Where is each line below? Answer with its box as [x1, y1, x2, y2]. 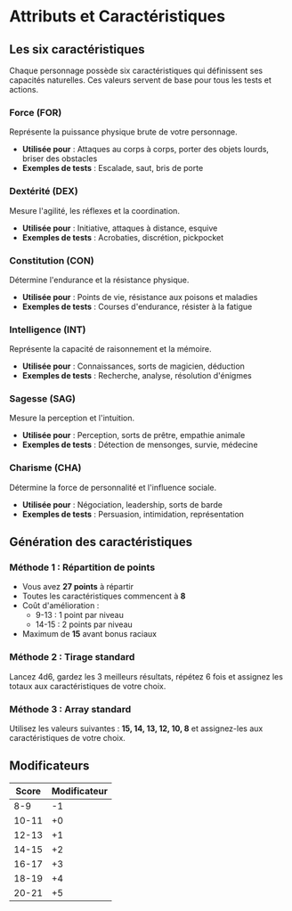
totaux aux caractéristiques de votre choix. [9, 680, 166, 691]
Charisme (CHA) [9, 461, 82, 474]
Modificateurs [9, 759, 90, 774]
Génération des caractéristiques [9, 534, 193, 549]
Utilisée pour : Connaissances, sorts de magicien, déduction [21, 361, 245, 371]
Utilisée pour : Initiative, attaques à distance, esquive [21, 223, 218, 233]
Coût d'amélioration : [21, 600, 100, 611]
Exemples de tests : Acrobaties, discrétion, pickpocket [21, 232, 224, 242]
